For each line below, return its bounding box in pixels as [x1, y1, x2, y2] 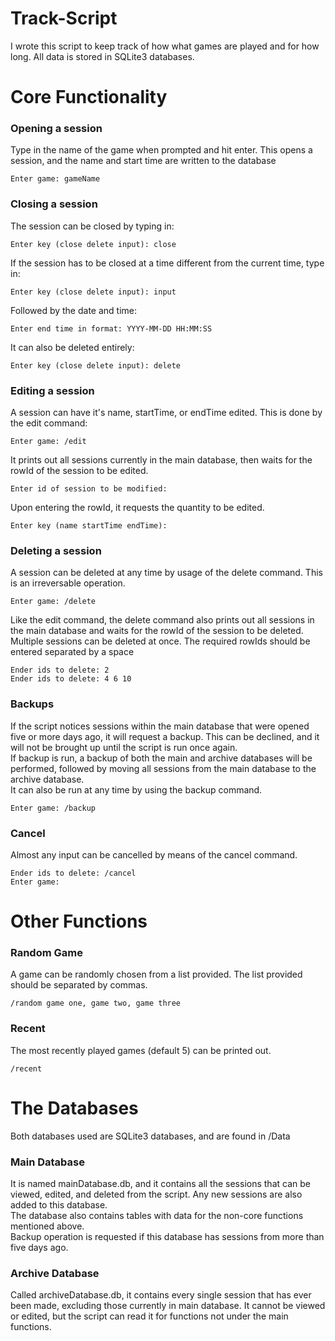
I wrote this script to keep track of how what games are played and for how [10, 40, 320, 52]
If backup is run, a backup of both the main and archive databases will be [10, 752, 313, 764]
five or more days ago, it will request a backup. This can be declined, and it [10, 730, 320, 742]
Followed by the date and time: [10, 304, 138, 316]
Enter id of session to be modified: [10, 484, 168, 494]
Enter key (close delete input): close [10, 239, 177, 249]
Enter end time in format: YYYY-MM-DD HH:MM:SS [10, 323, 213, 334]
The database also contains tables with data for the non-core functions [10, 1209, 304, 1221]
